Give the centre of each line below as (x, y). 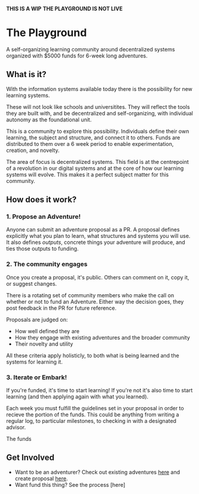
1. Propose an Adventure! (43, 216)
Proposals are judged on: (37, 319)
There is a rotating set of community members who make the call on (90, 295)
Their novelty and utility (44, 344)
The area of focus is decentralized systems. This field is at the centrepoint (98, 161)
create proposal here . (41, 478)
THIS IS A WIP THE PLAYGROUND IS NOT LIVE (65, 9)
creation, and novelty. (33, 150)
